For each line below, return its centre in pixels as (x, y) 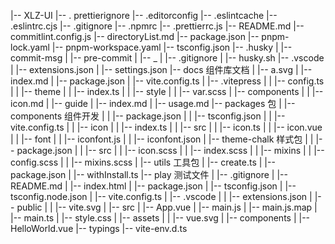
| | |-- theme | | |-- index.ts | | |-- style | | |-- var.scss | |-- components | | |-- (167, 91)
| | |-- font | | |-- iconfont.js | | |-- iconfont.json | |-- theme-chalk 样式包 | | (162, 139)
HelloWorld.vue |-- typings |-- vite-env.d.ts (99, 228)
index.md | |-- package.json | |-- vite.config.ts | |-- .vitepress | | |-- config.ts (167, 81)
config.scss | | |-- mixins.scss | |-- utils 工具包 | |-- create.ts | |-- (143, 162)
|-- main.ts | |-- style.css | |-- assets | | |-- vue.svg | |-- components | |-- (160, 218)
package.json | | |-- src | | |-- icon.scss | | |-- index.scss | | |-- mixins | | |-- (170, 150)
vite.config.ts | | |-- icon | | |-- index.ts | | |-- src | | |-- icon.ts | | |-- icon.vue (166, 127)
